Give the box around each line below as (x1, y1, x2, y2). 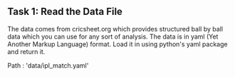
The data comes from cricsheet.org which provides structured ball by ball (7, 24, 223, 33)
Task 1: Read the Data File (7, 6, 123, 18)
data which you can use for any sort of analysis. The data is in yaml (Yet (7, 32, 219, 41)
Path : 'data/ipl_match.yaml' (7, 61, 89, 70)
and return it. (7, 47, 46, 56)
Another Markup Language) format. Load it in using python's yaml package (7, 39, 228, 48)
